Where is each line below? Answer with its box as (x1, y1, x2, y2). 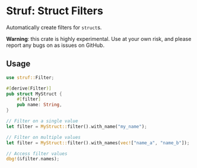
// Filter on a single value (6, 118, 78, 124)
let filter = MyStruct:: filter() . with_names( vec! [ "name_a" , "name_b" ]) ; (6, 140, 190, 146)
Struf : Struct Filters (6, 4, 104, 18)
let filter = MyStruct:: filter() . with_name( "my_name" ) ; (6, 123, 147, 129)
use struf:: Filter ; (6, 74, 55, 81)
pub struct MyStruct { (6, 91, 62, 97)
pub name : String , (17, 102, 62, 108)
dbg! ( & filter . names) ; (6, 156, 60, 162)
